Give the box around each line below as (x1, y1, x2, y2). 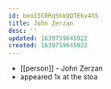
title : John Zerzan (8, 19, 74, 27)
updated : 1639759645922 (8, 34, 88, 42)
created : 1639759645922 (8, 42, 88, 50)
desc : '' (8, 26, 38, 34)
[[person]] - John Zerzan (19, 63, 103, 73)
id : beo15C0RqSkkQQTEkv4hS (8, 11, 99, 20)
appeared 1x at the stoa (19, 72, 98, 82)
